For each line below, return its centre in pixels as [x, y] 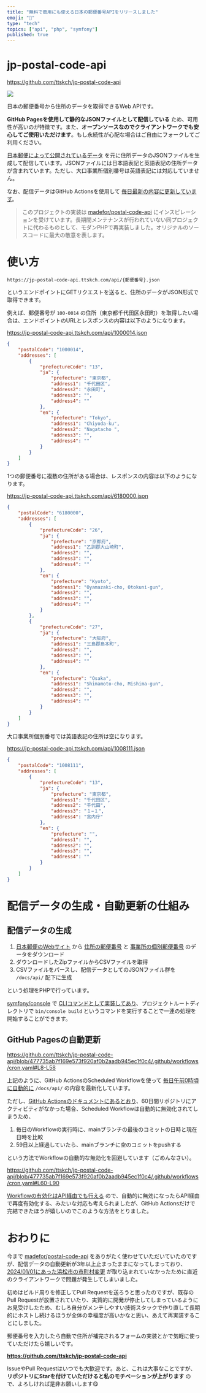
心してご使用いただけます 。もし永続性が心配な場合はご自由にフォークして [101, 135]
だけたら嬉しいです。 [50, 1344]
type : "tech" [24, 23]
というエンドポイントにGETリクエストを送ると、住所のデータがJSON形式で [103, 292]
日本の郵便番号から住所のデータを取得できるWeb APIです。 [82, 106]
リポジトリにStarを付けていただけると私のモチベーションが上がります [96, 1376]
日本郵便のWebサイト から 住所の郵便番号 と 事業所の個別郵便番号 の [103, 946]
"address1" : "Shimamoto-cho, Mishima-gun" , [107, 684]
